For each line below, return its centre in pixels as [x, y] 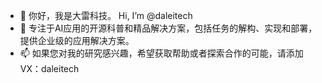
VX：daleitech [49, 68]
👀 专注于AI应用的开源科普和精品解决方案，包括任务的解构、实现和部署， [168, 28]
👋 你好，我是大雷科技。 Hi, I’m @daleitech [106, 15]
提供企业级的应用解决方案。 [77, 40]
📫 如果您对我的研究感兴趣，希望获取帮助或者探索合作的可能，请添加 [161, 53]
